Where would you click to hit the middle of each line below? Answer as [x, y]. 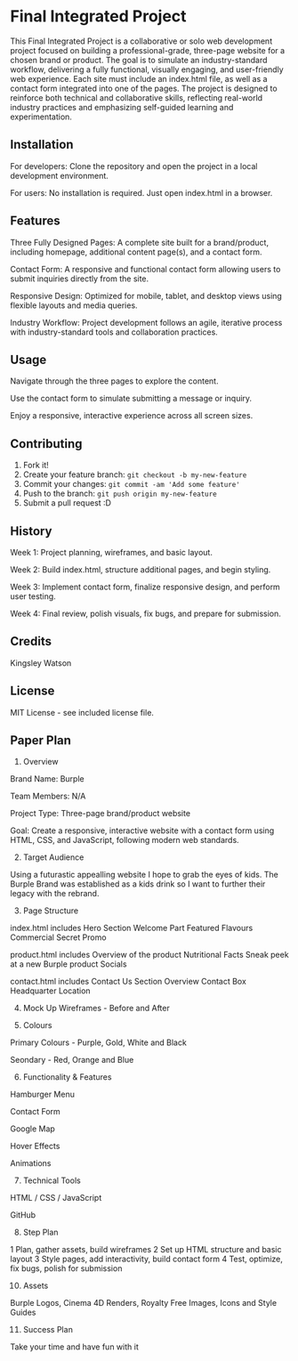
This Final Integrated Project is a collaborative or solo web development [141, 41]
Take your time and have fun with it [74, 1347]
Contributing [46, 444]
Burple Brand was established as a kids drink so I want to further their [138, 884]
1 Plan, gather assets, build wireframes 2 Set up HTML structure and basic [146, 1250]
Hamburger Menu [42, 1094]
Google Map [33, 1129]
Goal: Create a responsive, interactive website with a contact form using [142, 830]
